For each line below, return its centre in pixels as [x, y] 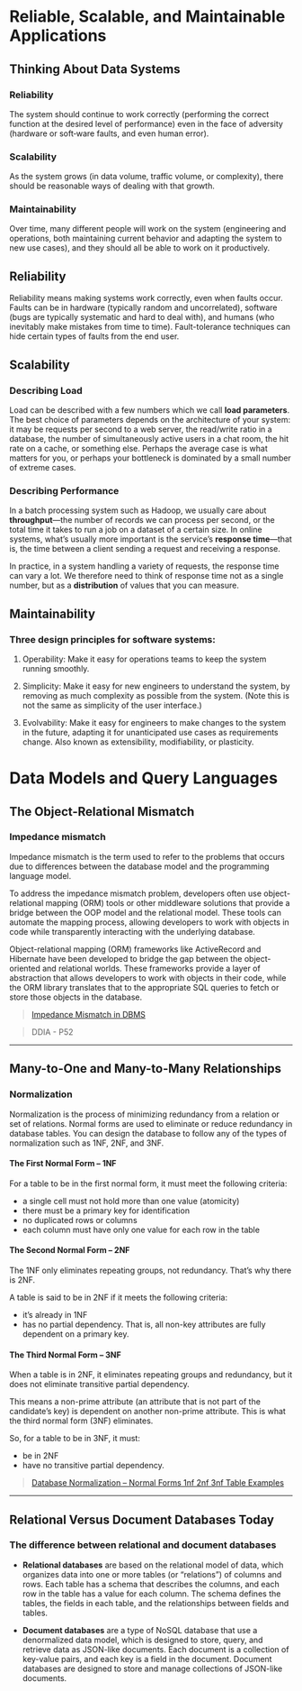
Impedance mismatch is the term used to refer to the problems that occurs [147, 856]
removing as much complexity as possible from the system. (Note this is [156, 695]
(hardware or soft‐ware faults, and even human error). [109, 133]
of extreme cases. [43, 467]
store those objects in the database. [76, 997]
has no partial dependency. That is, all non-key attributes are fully [144, 1324]
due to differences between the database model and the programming [139, 866]
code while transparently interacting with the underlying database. [133, 931]
